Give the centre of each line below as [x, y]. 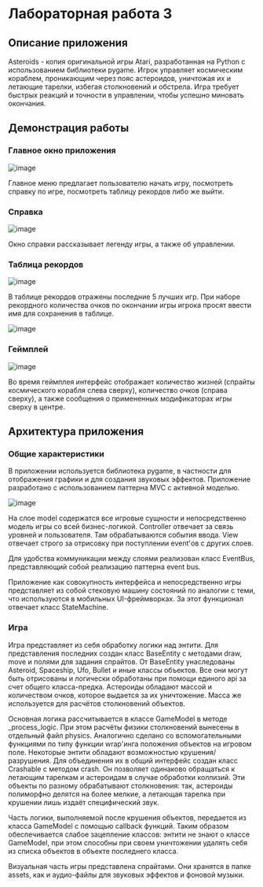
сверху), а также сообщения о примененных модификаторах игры [120, 398]
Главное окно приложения [62, 150]
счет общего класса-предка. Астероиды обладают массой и [110, 686]
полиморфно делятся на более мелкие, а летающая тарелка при [117, 794]
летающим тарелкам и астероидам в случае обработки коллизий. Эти [127, 777]
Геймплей [28, 349]
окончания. [27, 103]
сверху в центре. [37, 407]
